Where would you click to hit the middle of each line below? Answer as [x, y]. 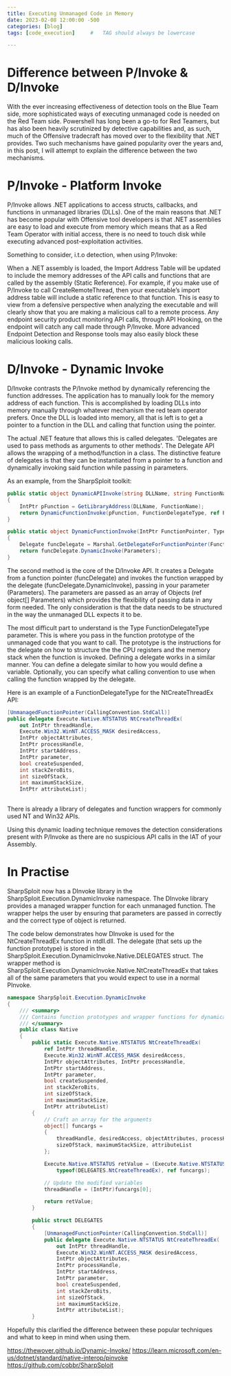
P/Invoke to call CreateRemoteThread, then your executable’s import [104, 290]
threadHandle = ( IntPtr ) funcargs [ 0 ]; [98, 1189]
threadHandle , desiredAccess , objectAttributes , [127, 1139]
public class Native [49, 1030]
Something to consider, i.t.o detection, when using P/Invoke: [92, 255]
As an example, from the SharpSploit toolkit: [69, 481]
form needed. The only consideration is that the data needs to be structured [114, 607]
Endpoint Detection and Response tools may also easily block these [103, 334]
